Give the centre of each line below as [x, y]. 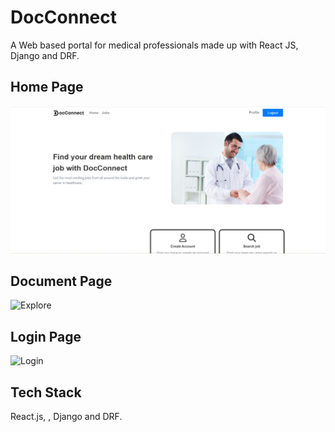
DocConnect [64, 17]
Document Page [61, 281]
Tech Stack [46, 392]
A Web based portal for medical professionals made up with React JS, [154, 45]
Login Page [46, 336]
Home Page [47, 87]
